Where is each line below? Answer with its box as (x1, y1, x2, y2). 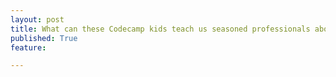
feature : (10, 42, 47, 53)
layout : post (10, 14, 65, 25)
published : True (10, 33, 78, 43)
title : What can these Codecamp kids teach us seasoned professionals (10, 24, 311, 34)
